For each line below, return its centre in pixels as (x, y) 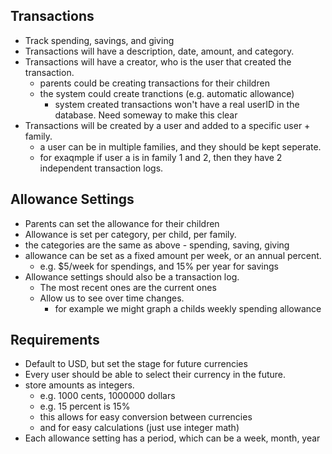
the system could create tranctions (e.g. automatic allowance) (167, 93)
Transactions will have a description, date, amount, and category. (159, 51)
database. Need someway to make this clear (146, 115)
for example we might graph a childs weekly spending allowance (188, 308)
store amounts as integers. (79, 385)
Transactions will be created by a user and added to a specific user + (167, 125)
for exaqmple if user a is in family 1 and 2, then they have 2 (161, 157)
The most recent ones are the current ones (128, 287)
